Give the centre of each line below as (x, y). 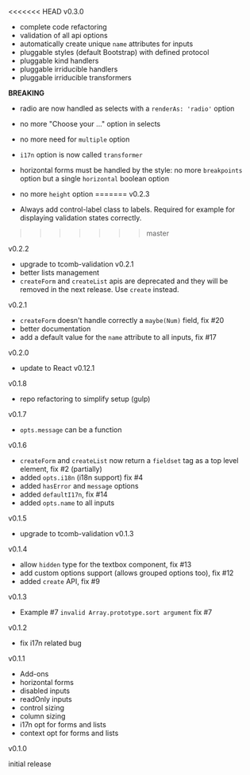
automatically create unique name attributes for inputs (106, 44)
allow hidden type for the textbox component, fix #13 (106, 565)
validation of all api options (64, 35)
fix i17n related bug (50, 643)
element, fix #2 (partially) (61, 469)
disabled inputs (44, 691)
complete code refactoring (63, 27)
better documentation (55, 329)
